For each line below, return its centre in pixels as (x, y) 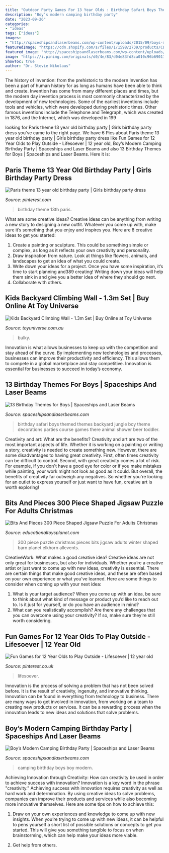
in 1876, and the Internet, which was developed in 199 (61, 118)
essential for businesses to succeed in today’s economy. (64, 369)
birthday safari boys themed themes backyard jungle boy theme (84, 424)
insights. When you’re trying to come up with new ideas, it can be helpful (88, 819)
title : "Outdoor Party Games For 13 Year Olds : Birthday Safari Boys (81, 10)
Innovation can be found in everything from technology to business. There (82, 697)
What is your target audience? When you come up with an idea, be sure (87, 594)
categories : (18, 24)
